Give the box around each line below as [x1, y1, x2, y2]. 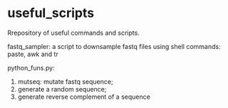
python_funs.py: [7, 63, 55, 72]
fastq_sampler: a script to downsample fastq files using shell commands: [7, 42, 221, 50]
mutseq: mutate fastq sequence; [17, 77, 113, 86]
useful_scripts [7, 5, 95, 21]
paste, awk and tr [7, 50, 58, 58]
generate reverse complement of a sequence [17, 92, 151, 101]
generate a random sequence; [17, 85, 107, 93]
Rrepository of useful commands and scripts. [7, 28, 140, 37]
